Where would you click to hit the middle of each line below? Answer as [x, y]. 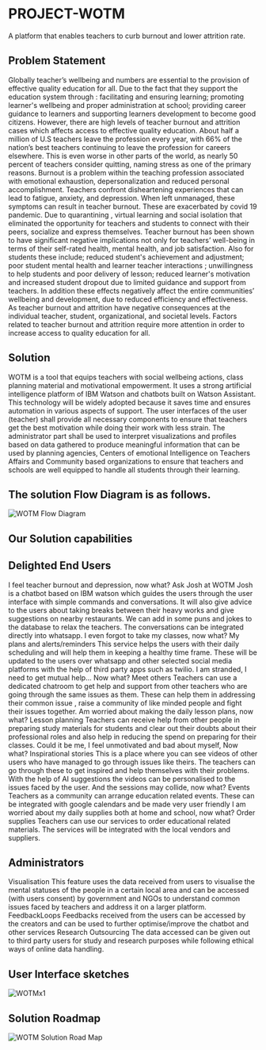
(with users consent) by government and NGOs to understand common [124, 898]
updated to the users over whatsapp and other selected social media [120, 660]
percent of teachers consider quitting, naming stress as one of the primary [130, 164]
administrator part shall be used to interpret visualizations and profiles [122, 436]
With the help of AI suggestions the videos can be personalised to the [122, 779]
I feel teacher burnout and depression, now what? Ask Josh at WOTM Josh [131, 585]
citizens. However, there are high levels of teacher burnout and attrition [124, 122]
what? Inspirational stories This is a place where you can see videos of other [133, 753]
